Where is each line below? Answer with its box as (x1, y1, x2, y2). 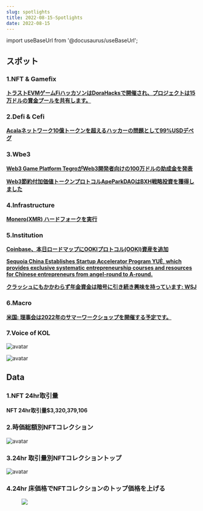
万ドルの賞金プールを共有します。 (6, 97, 91, 104)
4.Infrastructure (6, 201, 55, 209)
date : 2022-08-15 (6, 20, 50, 26)
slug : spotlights (6, 9, 50, 15)
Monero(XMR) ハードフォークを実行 (6, 215, 98, 223)
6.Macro (6, 299, 32, 307)
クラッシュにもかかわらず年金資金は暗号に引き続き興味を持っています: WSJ (6, 283, 197, 291)
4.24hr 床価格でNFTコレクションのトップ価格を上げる (6, 484, 165, 493)
